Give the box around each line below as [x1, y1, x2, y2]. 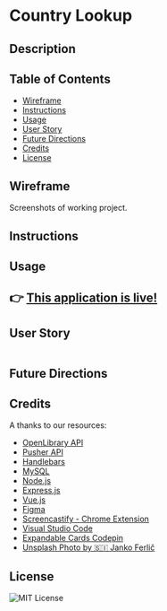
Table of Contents [9, 71, 112, 86]
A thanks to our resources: [9, 420, 107, 431]
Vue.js [21, 494, 46, 505]
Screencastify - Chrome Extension [21, 513, 150, 525]
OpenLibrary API [21, 437, 84, 449]
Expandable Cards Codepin [21, 533, 123, 544]
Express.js [21, 485, 61, 496]
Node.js [21, 476, 52, 486]
